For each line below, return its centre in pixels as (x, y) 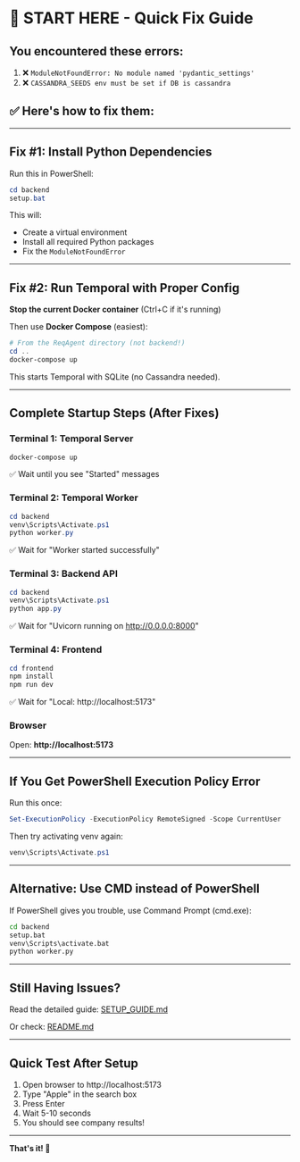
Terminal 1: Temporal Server (71, 439)
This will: (25, 215)
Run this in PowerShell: (51, 173)
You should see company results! (83, 1122)
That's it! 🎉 (30, 1148)
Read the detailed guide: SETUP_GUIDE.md (88, 1009)
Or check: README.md (52, 1027)
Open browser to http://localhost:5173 (92, 1084)
